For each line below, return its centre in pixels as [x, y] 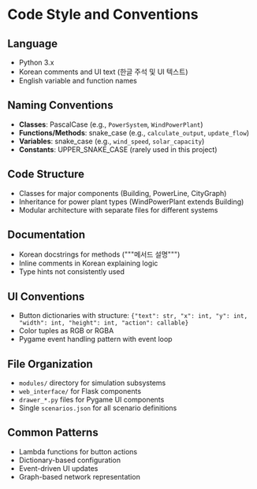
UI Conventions [46, 296]
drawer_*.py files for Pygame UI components [91, 400]
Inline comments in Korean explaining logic [88, 263]
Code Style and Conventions [103, 15]
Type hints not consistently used [72, 272]
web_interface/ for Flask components [80, 391]
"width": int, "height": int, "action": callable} [104, 323]
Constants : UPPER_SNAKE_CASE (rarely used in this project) [118, 149]
